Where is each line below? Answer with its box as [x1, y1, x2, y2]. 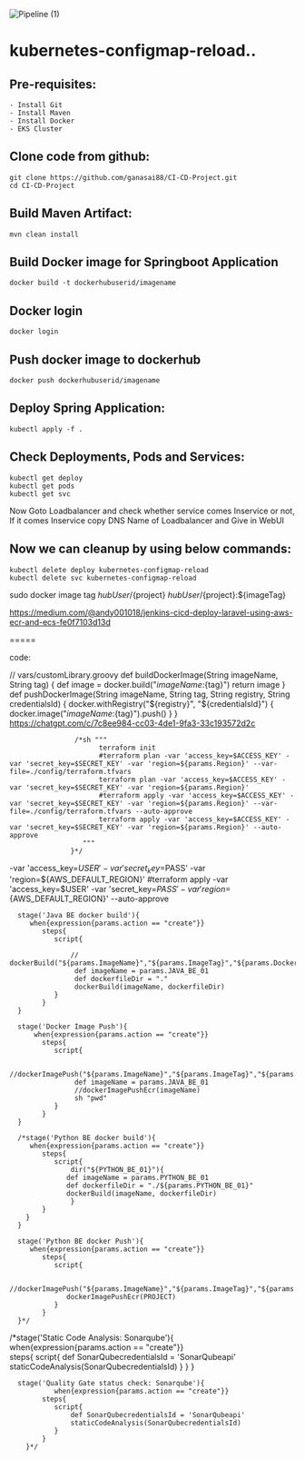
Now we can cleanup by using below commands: [9, 541, 292, 557]
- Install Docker [9, 116, 75, 125]
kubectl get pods [9, 482, 75, 491]
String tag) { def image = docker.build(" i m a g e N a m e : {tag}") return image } [9, 679, 286, 690]
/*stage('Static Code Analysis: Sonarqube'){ [9, 1332, 174, 1344]
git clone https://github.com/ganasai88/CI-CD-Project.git [9, 173, 238, 182]
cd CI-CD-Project [9, 181, 75, 190]
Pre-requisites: [9, 76, 97, 92]
